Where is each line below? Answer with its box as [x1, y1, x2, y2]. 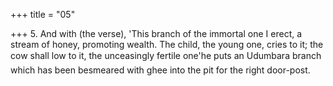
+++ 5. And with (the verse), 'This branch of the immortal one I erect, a [10, 28, 303, 39]
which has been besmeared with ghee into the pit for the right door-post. [10, 64, 311, 76]
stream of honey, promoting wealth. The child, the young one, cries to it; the [10, 39, 324, 50]
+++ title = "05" [10, 9, 76, 20]
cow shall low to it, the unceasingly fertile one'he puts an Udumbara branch [10, 50, 322, 61]
